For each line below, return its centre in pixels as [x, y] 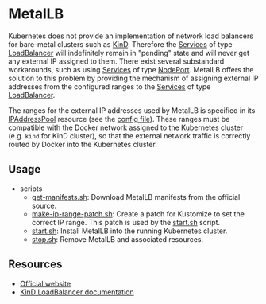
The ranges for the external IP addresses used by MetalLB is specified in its [132, 110]
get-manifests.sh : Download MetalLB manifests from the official [136, 197]
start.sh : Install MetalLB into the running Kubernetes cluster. [129, 231]
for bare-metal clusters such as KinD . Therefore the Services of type [120, 44]
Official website [45, 283]
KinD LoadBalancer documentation [77, 292]
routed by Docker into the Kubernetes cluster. [83, 144]
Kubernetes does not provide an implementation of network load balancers [131, 36]
